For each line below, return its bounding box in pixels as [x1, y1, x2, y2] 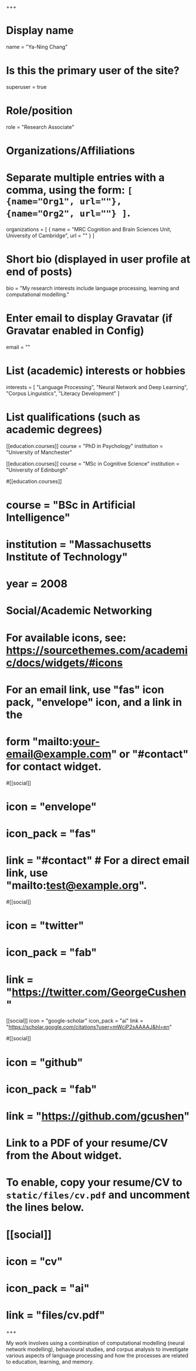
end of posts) [6, 265, 73, 278]
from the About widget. [6, 1149, 122, 1163]
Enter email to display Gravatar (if [6, 311, 173, 325]
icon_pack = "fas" [6, 827, 97, 841]
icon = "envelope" [6, 800, 97, 813]
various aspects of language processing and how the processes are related [6, 1352, 189, 1359]
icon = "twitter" [6, 919, 85, 932]
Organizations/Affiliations [6, 144, 136, 157]
